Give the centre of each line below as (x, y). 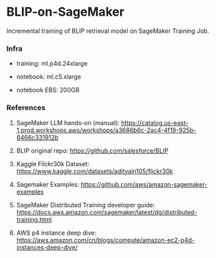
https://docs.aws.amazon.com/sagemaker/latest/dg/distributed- (107, 212)
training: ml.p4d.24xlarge (52, 64)
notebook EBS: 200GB (48, 90)
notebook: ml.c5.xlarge (49, 77)
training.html (34, 219)
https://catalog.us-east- (155, 122)
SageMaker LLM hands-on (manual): (68, 122)
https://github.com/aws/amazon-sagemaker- (144, 184)
